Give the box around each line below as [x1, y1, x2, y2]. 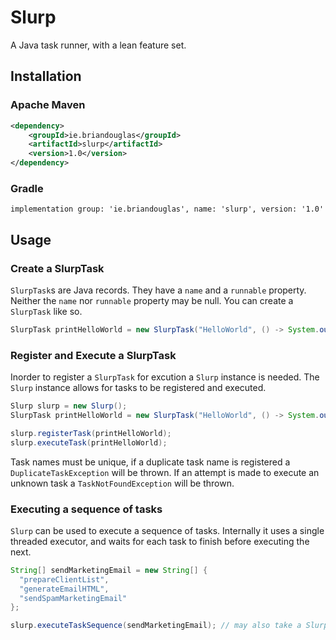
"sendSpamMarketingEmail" [19, 593, 128, 603]
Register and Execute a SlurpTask [10, 348, 177, 362]
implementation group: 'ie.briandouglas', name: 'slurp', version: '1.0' [10, 204, 325, 215]
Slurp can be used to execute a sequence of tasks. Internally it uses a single [10, 524, 325, 536]
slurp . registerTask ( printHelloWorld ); [10, 428, 172, 438]
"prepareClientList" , [19, 574, 110, 585]
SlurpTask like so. [10, 305, 83, 317]
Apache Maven [10, 98, 86, 112]
